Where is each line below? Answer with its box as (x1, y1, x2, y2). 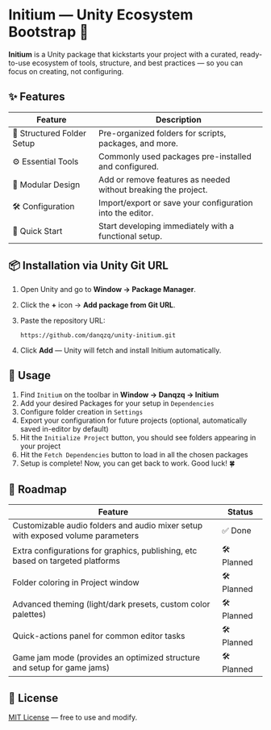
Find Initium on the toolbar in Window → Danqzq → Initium (19, 390, 219, 400)
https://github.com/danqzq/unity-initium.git (19, 331, 176, 340)
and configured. (98, 161, 159, 172)
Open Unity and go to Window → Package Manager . (19, 284, 196, 294)
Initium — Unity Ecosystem (8, 6, 194, 24)
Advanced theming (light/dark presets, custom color (12, 599, 211, 610)
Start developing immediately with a (98, 220, 235, 232)
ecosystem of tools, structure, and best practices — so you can (31, 58, 244, 68)
